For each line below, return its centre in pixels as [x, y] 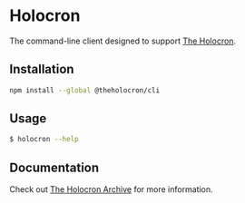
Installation [42, 69]
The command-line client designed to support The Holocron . [123, 41]
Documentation [54, 167]
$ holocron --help [44, 140]
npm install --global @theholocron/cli [85, 90]
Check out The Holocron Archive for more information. [111, 189]
